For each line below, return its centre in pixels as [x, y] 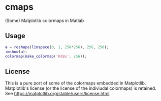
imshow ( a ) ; [16, 52]
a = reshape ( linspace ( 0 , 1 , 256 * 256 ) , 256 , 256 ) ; [57, 47]
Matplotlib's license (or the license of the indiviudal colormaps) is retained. [81, 88]
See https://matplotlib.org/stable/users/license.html [57, 94]
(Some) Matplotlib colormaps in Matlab [45, 20]
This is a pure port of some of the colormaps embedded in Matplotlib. [76, 83]
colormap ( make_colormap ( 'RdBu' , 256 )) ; [46, 56]
